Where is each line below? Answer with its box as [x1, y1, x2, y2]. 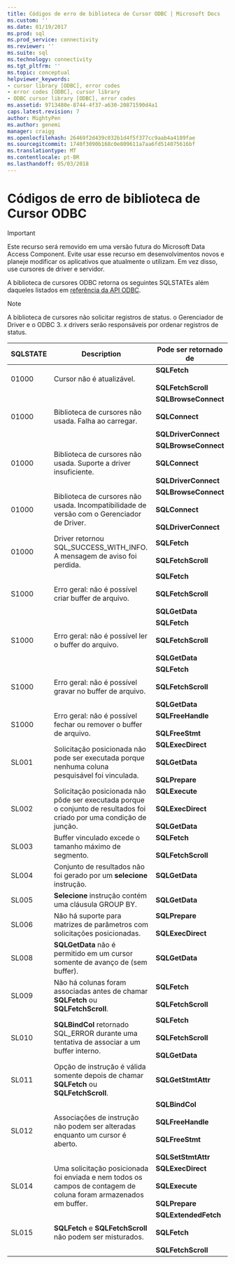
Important [7, 229, 36, 237]
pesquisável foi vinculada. [53, 770, 139, 780]
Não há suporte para [53, 910, 122, 920]
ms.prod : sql [7, 29, 45, 37]
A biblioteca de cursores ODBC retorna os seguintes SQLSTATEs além [7, 278, 210, 286]
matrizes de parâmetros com [53, 919, 149, 929]
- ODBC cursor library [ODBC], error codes [7, 95, 136, 102]
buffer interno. [53, 1046, 101, 1056]
